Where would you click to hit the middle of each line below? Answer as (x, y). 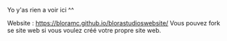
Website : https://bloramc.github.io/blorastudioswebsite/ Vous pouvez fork (114, 23)
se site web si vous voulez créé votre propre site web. (84, 30)
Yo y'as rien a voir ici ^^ (41, 10)
